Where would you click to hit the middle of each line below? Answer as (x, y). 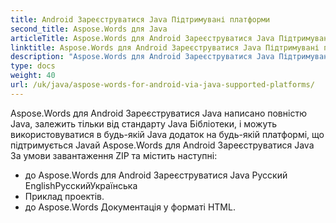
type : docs (33, 66)
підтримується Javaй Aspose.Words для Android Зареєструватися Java (162, 145)
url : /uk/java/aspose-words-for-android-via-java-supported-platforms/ (162, 85)
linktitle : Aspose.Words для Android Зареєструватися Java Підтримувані (165, 47)
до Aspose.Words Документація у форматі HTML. (130, 207)
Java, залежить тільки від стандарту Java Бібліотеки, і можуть (144, 123)
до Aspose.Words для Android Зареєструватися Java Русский (156, 175)
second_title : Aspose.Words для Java (89, 29)
